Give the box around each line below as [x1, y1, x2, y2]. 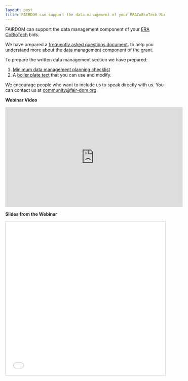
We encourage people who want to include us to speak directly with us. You [5, 82, 164, 88]
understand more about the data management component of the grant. [5, 47, 154, 53]
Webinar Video [5, 97, 37, 103]
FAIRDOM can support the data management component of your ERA [5, 26, 150, 32]
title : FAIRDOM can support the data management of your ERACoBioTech [5, 12, 158, 17]
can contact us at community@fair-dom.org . [5, 87, 98, 93]
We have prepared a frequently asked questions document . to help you [5, 41, 154, 47]
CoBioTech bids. [5, 31, 40, 38]
